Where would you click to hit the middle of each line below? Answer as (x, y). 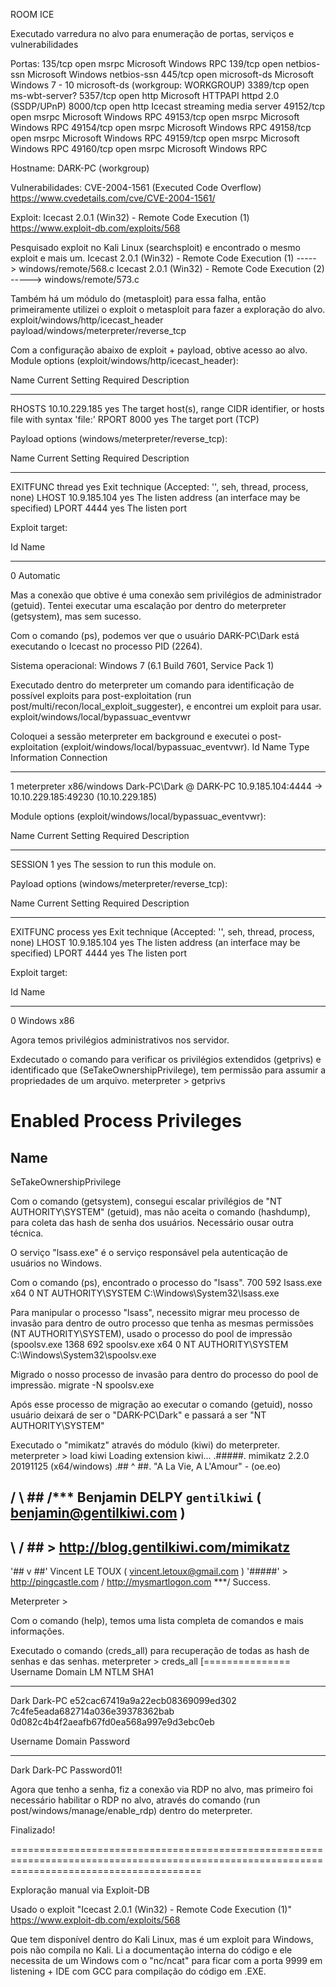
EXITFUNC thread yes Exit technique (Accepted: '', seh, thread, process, (159, 487)
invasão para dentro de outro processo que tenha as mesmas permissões (162, 1323)
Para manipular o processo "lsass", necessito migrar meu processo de (155, 1312)
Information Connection (59, 757)
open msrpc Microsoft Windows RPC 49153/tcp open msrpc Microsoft (155, 117)
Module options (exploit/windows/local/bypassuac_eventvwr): (138, 816)
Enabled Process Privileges (126, 1121)
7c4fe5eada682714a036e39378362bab (92, 1711)
